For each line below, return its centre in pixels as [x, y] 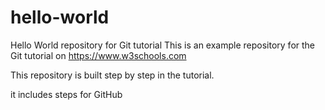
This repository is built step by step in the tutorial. [112, 75]
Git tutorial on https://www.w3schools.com [98, 55]
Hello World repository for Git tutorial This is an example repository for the [163, 45]
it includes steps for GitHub [66, 94]
